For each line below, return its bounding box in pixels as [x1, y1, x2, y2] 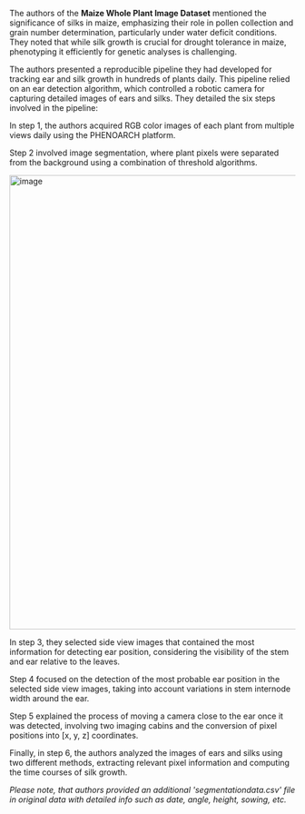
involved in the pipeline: [9, 103, 98, 113]
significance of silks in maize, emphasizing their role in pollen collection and [9, 17, 294, 28]
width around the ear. [9, 693, 90, 703]
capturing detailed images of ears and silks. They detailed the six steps [9, 93, 276, 104]
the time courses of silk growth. [9, 767, 128, 778]
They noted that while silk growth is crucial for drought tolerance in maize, [9, 36, 288, 47]
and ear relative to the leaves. [9, 656, 121, 667]
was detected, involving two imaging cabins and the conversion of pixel [9, 720, 278, 730]
